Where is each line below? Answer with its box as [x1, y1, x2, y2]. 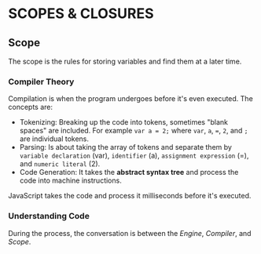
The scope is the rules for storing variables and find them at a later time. [8, 56, 242, 66]
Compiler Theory [8, 76, 75, 87]
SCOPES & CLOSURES [8, 5, 155, 23]
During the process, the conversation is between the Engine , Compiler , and [8, 228, 252, 238]
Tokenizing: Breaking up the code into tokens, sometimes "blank [19, 118, 228, 127]
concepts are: [8, 103, 53, 112]
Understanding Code [8, 211, 90, 222]
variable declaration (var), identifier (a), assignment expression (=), [19, 151, 249, 161]
